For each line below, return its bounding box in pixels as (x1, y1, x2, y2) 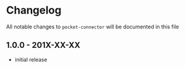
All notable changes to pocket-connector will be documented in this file (6, 23, 179, 30)
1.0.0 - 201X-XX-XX (6, 40, 81, 50)
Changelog (6, 4, 62, 17)
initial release (14, 56, 47, 63)
